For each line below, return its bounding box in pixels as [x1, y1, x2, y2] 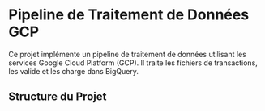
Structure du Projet [8, 90, 107, 104]
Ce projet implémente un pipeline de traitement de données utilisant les [8, 49, 247, 59]
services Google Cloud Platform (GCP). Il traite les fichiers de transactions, [8, 58, 258, 68]
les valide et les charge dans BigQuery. [8, 66, 139, 76]
